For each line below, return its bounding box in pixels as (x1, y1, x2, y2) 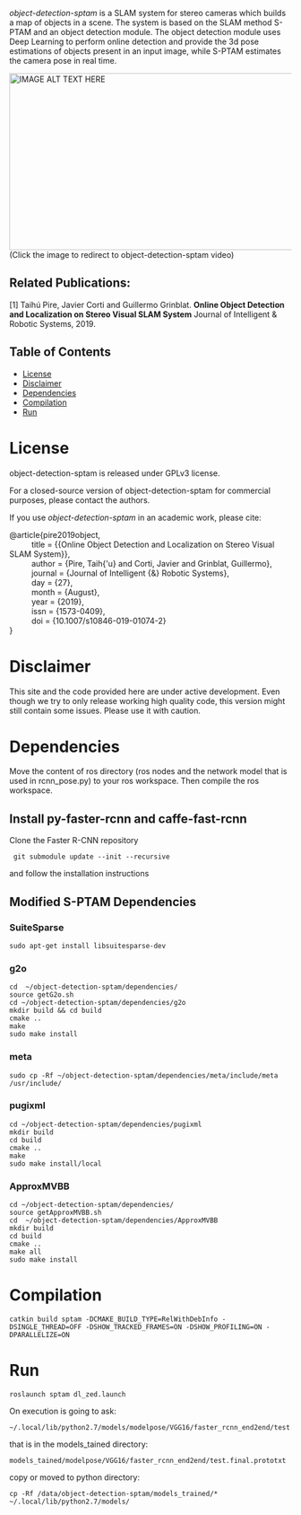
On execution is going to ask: (9, 1405, 116, 1416)
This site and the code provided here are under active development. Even (9, 686, 280, 697)
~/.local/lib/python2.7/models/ (9, 1497, 130, 1506)
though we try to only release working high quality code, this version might (9, 695, 286, 706)
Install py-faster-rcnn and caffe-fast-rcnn (9, 811, 248, 826)
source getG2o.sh (9, 991, 74, 1000)
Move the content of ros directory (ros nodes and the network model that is (9, 766, 288, 777)
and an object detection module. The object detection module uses (33, 27, 281, 37)
